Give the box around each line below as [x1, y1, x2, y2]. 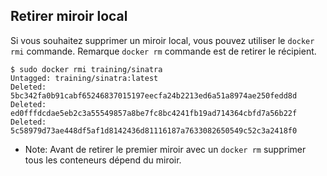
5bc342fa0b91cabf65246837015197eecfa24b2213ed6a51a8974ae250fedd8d [10, 90, 298, 101]
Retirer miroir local [10, 8, 128, 25]
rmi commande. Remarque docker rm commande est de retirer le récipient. [10, 45, 317, 57]
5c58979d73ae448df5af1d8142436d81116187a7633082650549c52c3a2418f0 [10, 125, 298, 136]
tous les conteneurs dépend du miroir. [24, 154, 182, 166]
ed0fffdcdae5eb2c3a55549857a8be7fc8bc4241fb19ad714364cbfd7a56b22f [10, 108, 298, 118]
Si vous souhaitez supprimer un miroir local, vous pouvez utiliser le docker [10, 34, 315, 46]
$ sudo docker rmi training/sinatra [10, 64, 163, 74]
